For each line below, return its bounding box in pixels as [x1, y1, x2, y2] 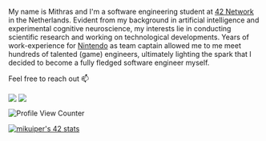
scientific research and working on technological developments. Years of [8, 32, 250, 42]
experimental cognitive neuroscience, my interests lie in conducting [8, 24, 232, 33]
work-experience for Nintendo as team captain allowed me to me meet [8, 41, 242, 50]
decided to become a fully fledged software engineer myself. [8, 58, 210, 67]
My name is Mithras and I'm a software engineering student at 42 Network [8, 7, 254, 16]
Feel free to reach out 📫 [8, 74, 90, 83]
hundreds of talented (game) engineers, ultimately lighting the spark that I [8, 50, 252, 58]
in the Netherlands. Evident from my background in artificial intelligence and [8, 15, 260, 25]
